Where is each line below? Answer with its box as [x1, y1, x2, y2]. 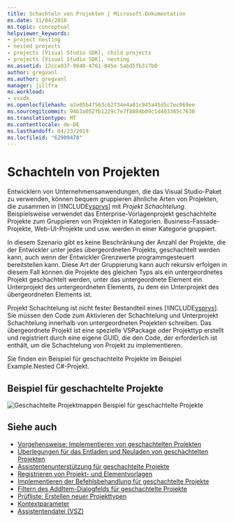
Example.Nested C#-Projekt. [7, 362, 89, 371]
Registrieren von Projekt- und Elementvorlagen [17, 469, 152, 478]
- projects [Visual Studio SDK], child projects [7, 50, 152, 57]
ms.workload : [7, 88, 45, 95]
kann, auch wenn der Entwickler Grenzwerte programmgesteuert [7, 253, 194, 261]
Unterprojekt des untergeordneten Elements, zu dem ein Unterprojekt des [7, 283, 219, 291]
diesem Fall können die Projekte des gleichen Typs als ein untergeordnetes [7, 268, 224, 277]
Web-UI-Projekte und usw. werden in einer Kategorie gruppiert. [34, 225, 217, 233]
